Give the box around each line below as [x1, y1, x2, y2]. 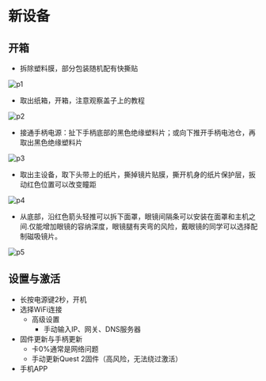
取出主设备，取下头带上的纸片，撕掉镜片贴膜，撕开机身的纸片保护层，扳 [19, 170, 256, 179]
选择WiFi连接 [19, 304, 63, 314]
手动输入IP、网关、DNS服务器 [43, 324, 141, 334]
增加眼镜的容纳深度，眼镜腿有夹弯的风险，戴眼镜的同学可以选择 [42, 222, 251, 231]
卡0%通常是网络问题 [31, 344, 99, 353]
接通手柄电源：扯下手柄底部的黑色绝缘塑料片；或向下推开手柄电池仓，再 [19, 128, 256, 137]
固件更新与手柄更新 [19, 334, 83, 344]
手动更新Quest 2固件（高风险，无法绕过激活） [31, 353, 183, 364]
